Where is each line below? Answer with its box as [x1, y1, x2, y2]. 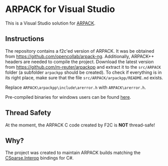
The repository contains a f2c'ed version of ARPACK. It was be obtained [5, 48, 154, 54]
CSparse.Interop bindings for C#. [5, 155, 74, 161]
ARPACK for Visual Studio [5, 4, 115, 15]
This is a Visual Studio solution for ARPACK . [5, 20, 96, 26]
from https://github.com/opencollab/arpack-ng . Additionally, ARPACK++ [5, 53, 154, 59]
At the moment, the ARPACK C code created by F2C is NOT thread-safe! [5, 122, 155, 128]
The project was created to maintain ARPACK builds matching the [5, 149, 141, 156]
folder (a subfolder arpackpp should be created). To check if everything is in [5, 69, 162, 75]
